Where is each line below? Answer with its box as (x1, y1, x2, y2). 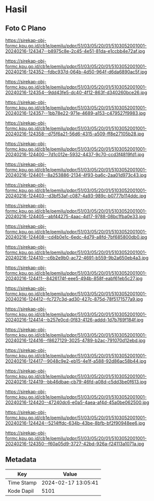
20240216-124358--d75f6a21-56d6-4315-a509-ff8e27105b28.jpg (5, 131, 144, 137)
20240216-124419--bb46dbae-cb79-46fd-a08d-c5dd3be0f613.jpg (5, 379, 147, 385)
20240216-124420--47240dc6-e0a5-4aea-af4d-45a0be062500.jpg (5, 399, 149, 405)
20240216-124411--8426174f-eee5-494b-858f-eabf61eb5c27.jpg (5, 276, 143, 281)
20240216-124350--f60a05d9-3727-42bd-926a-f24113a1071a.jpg (5, 441, 144, 447)
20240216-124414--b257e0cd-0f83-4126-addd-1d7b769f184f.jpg (5, 317, 144, 322)
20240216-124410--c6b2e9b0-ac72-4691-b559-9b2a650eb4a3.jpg (5, 255, 149, 260)
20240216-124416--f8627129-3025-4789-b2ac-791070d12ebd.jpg (5, 337, 146, 343)
